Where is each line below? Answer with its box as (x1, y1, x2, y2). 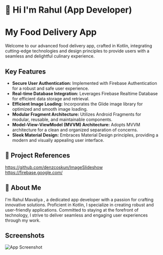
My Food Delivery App (5, 27, 97, 38)
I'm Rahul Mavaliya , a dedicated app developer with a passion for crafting (5, 196, 154, 202)
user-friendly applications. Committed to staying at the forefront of (5, 207, 139, 213)
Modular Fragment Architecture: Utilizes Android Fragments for (12, 111, 142, 117)
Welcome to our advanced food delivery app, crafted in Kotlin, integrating (5, 43, 152, 49)
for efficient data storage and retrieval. (12, 96, 90, 101)
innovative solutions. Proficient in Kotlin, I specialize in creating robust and (5, 202, 154, 208)
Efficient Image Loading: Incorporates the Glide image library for (12, 101, 143, 107)
